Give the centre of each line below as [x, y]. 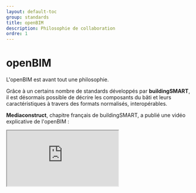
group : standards [28, 17]
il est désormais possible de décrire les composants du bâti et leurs [89, 97]
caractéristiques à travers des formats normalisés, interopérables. [87, 104]
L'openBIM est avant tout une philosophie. [58, 80]
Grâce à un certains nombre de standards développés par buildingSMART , [98, 91]
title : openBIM [25, 23]
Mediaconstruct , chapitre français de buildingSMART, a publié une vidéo [96, 115]
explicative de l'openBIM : [38, 122]
